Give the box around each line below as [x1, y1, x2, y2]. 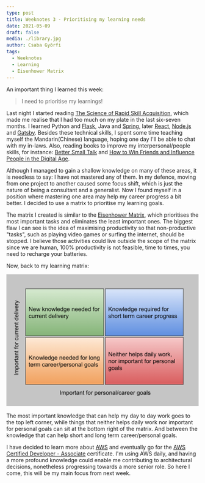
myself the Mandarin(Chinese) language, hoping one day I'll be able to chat [6, 135, 196, 143]
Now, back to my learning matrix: [6, 262, 90, 269]
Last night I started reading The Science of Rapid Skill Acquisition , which [6, 109, 189, 116]
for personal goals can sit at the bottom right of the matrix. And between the [6, 425, 198, 432]
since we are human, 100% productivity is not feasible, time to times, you [6, 244, 190, 251]
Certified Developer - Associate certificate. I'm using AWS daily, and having [6, 450, 196, 457]
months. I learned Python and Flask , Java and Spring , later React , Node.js [6, 122, 192, 130]
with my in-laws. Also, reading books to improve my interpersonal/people [6, 141, 190, 149]
